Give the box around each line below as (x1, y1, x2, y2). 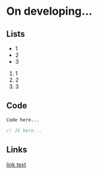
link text (6, 161, 26, 168)
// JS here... (6, 127, 43, 134)
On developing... (6, 4, 93, 18)
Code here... (6, 116, 40, 123)
